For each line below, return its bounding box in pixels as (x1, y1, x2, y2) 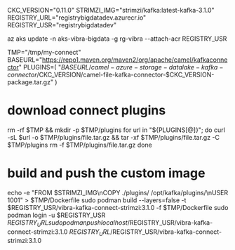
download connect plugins (7, 103, 166, 119)
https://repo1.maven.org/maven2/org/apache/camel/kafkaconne (41, 55, 228, 64)
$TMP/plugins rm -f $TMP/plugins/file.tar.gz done (7, 140, 152, 149)
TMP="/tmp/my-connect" (7, 48, 81, 56)
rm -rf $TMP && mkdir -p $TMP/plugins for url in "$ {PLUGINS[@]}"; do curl (7, 126, 226, 134)
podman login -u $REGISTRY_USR (7, 211, 106, 219)
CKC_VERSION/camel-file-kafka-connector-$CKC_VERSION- (39, 70, 215, 79)
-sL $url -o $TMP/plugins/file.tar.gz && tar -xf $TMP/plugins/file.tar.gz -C (7, 133, 220, 141)
